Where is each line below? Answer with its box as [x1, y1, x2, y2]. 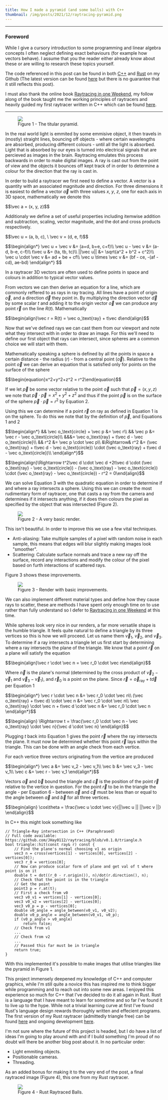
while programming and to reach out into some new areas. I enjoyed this [5, 986, 154, 992]
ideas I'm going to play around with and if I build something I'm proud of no [5, 1033, 160, 1039]
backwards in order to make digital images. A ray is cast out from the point [5, 157, 159, 163]
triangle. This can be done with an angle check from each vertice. [5, 744, 141, 750]
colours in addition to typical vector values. [5, 274, 94, 280]
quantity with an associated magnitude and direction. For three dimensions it [5, 183, 163, 189]
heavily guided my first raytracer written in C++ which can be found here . [5, 101, 157, 107]
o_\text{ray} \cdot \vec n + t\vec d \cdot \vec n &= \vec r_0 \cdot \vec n [5, 703, 151, 709]
